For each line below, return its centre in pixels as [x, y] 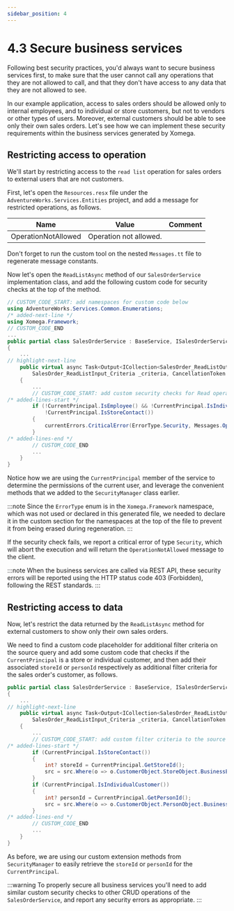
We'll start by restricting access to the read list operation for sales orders [114, 172]
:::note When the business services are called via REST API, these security [114, 570]
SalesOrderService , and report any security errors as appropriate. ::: [104, 899]
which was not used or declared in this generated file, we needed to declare [116, 514]
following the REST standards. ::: [54, 585]
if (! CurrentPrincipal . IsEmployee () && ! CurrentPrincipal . [120, 406]
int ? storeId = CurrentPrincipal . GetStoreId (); [115, 765]
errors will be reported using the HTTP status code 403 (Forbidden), [105, 578]
